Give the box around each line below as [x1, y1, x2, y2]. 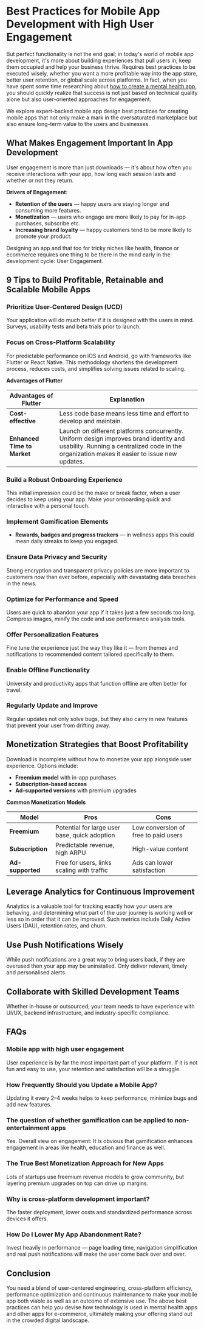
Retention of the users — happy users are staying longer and [15, 200, 169, 208]
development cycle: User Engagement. [6, 257, 104, 264]
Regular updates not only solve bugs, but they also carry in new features [6, 715, 188, 722]
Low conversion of [132, 823, 185, 832]
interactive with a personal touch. [6, 502, 90, 510]
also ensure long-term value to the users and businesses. [6, 120, 151, 127]
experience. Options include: [6, 762, 78, 769]
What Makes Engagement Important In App [6, 138, 173, 149]
